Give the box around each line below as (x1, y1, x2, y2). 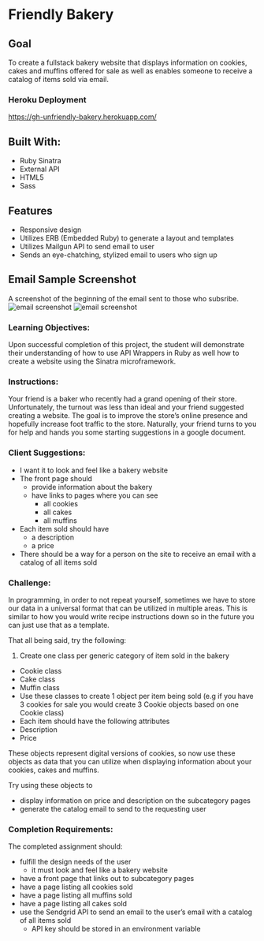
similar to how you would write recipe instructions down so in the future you (8, 611, 255, 621)
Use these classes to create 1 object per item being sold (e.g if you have (19, 691, 254, 700)
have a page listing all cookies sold (19, 882, 134, 892)
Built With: (8, 135, 61, 148)
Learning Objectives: (8, 322, 91, 333)
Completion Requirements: (8, 823, 113, 835)
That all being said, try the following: (8, 635, 127, 644)
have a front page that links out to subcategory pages (19, 874, 195, 883)
